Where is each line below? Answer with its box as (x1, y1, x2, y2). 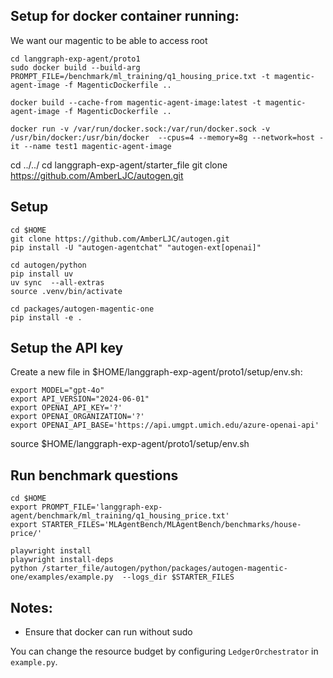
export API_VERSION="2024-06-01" (10, 394, 150, 404)
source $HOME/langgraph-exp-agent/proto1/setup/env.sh (10, 438, 250, 450)
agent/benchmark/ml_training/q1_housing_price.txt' (10, 511, 230, 521)
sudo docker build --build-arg (10, 62, 141, 73)
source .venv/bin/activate (10, 286, 123, 296)
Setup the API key (10, 340, 124, 357)
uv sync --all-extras (10, 277, 105, 288)
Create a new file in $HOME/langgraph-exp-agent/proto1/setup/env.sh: (10, 366, 303, 378)
